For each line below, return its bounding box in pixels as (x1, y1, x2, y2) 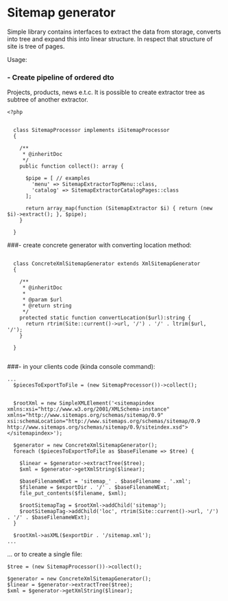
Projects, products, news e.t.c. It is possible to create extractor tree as (7, 88, 205, 97)
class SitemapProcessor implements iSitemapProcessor (13, 127, 170, 134)
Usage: (7, 55, 27, 63)
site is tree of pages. (7, 42, 65, 50)
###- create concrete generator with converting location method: (7, 241, 192, 249)
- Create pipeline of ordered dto (7, 72, 114, 82)
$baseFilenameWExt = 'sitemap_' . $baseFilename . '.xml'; (19, 478, 192, 485)
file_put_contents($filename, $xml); (19, 490, 127, 497)
